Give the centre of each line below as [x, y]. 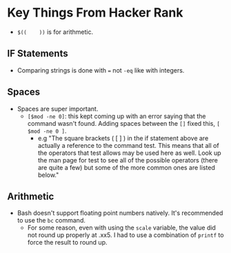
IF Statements [38, 54]
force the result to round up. [67, 243]
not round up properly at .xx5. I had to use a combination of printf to [125, 235]
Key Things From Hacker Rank [95, 13]
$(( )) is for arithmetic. [55, 32]
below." [48, 175]
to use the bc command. [51, 221]
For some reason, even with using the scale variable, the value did [121, 228]
